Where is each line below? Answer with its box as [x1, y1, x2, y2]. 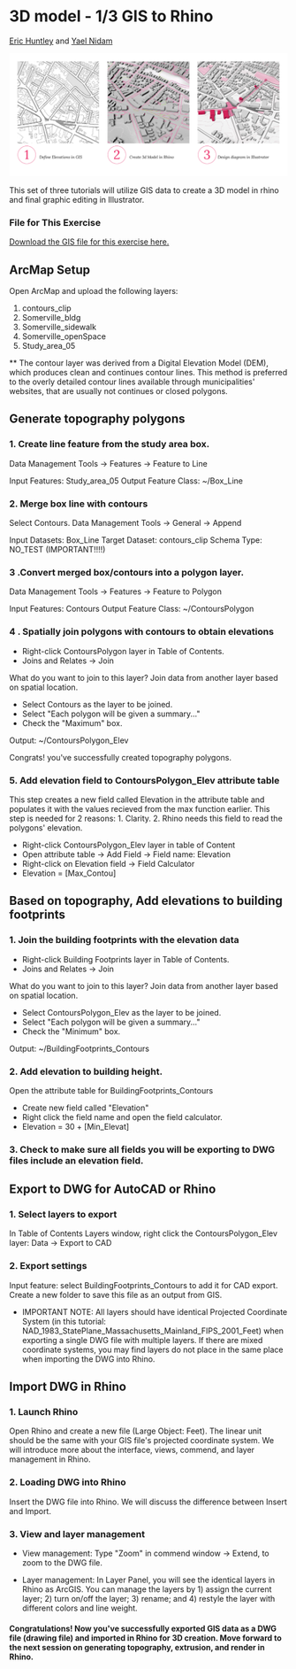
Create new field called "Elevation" [21, 1102, 149, 1113]
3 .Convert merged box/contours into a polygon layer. [9, 566, 245, 578]
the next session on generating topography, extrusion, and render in [9, 1642, 265, 1652]
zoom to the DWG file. [21, 1557, 103, 1568]
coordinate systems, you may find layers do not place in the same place [21, 1344, 284, 1355]
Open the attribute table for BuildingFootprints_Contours [9, 1085, 214, 1095]
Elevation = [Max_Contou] [21, 868, 117, 878]
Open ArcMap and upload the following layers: [9, 286, 178, 297]
